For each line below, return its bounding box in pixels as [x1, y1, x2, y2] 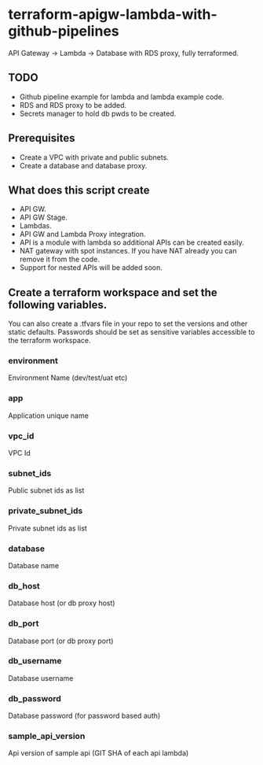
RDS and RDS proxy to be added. [19, 100, 127, 109]
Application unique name [8, 411, 89, 420]
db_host [8, 580, 41, 591]
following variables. [8, 297, 108, 312]
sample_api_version [8, 730, 86, 741]
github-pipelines [8, 22, 119, 40]
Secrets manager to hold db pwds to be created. [19, 109, 177, 118]
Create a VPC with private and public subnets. [19, 152, 169, 162]
